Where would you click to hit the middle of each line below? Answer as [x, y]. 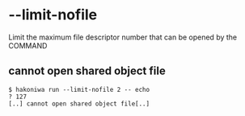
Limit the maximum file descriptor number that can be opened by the [123, 37]
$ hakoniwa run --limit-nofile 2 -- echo [79, 89]
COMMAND [28, 45]
